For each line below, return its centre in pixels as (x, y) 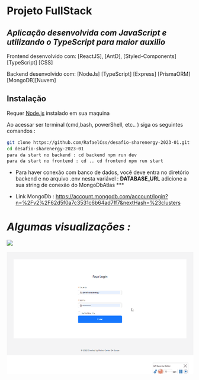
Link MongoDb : (35, 197)
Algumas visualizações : (69, 227)
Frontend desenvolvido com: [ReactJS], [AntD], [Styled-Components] (92, 56)
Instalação (27, 99)
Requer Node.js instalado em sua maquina (58, 113)
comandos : (21, 131)
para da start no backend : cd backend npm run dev (72, 155)
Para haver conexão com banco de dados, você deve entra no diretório (102, 172)
